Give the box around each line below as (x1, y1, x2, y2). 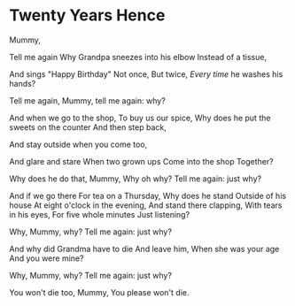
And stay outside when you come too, (9, 139, 148, 149)
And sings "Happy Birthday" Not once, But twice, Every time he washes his (9, 68, 283, 80)
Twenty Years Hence (9, 5, 166, 26)
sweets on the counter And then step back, (9, 121, 167, 133)
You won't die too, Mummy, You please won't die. (9, 287, 190, 297)
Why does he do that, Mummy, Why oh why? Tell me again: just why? (9, 173, 262, 184)
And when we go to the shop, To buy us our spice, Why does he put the (9, 112, 271, 123)
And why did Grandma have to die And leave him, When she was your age (9, 243, 280, 254)
